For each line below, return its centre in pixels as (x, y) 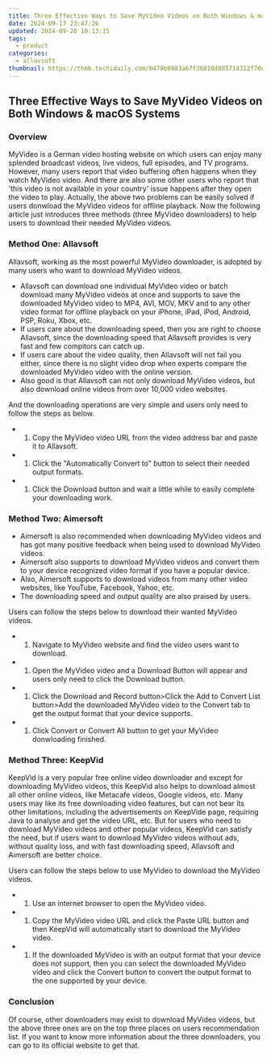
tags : (17, 38)
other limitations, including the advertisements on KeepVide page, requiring (134, 812)
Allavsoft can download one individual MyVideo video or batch (124, 286)
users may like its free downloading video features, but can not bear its (126, 803)
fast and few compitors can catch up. (82, 346)
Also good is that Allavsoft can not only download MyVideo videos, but (138, 380)
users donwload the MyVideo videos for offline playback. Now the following (134, 206)
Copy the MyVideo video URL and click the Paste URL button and (140, 921)
